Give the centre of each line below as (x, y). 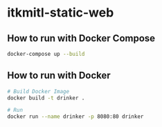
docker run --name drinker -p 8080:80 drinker (75, 117)
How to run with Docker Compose (81, 38)
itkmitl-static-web (61, 13)
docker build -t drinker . (46, 98)
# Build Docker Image (38, 91)
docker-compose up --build (46, 54)
